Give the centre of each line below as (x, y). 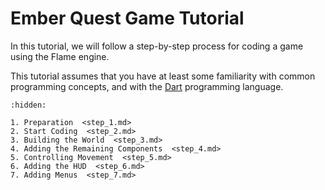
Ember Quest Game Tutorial (127, 18)
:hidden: (28, 105)
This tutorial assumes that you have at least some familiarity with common (163, 76)
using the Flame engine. (60, 56)
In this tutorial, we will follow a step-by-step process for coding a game (157, 46)
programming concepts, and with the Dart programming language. (147, 86)
